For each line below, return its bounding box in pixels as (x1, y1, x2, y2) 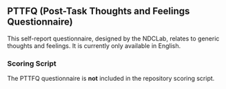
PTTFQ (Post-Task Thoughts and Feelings (7, 5, 190, 17)
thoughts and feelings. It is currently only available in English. (7, 41, 181, 50)
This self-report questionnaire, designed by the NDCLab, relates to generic (7, 34, 220, 42)
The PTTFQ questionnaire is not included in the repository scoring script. (7, 75, 215, 83)
